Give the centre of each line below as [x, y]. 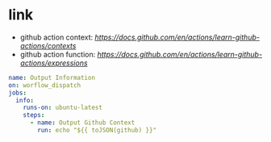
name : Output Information [52, 77]
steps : [34, 115]
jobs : [17, 93]
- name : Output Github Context [82, 123]
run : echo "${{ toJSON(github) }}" [97, 131]
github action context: [56, 37]
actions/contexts [48, 45]
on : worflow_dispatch [45, 85]
